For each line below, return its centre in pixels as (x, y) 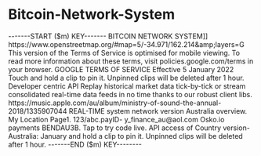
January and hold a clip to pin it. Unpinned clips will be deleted (141, 136)
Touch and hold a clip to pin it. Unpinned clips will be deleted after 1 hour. (126, 78)
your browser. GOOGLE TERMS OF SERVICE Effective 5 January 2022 (121, 69)
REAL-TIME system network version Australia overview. (158, 111)
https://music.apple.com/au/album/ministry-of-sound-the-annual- (115, 103)
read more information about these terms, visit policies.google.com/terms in (131, 61)
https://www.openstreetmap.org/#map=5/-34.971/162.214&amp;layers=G (127, 44)
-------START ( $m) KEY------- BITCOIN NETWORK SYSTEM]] (108, 36)
